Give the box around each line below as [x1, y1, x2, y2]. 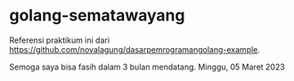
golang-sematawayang [9, 5, 185, 26]
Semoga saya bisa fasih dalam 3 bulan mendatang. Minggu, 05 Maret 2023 [9, 61, 285, 72]
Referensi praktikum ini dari [9, 35, 110, 45]
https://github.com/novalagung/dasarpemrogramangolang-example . [9, 44, 261, 54]
